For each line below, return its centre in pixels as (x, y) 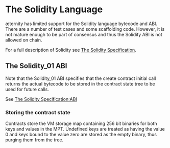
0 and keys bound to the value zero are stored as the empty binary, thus (81, 135)
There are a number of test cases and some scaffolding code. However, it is (85, 29)
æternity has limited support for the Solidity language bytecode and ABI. (81, 24)
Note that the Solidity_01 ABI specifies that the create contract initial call (81, 78)
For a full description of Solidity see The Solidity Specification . (71, 50)
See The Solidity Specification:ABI (41, 99)
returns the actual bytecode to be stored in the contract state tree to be (80, 83)
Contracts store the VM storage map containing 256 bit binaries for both (81, 123)
